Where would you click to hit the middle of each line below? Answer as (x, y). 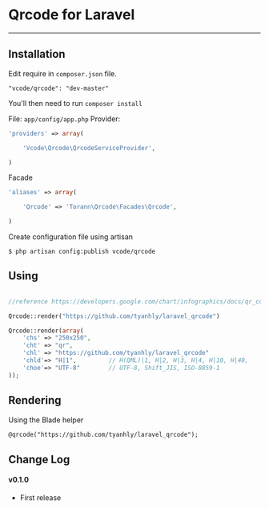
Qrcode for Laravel (72, 15)
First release (40, 497)
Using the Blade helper (46, 420)
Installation (37, 54)
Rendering (35, 400)
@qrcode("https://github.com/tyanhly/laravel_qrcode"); (103, 434)
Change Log (39, 459)
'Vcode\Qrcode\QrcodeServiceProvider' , (89, 148)
